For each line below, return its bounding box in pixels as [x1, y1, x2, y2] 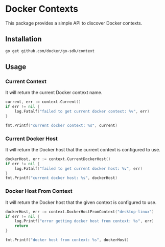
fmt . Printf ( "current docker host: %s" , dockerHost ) [5, 175, 117, 181]
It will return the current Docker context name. [5, 89, 103, 96]
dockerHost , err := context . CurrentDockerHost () [5, 156, 111, 162]
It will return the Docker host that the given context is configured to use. [5, 199, 157, 205]
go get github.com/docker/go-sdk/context [5, 48, 95, 54]
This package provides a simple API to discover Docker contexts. [5, 20, 143, 26]
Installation [5, 35, 42, 43]
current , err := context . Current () [5, 99, 81, 105]
